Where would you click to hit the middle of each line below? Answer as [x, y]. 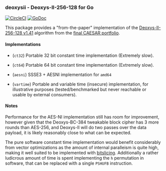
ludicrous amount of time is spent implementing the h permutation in [75, 158]
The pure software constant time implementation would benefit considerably [83, 142]
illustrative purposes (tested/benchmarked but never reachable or [79, 89]
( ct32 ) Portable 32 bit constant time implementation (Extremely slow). [83, 55]
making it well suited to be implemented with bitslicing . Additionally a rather [82, 153]
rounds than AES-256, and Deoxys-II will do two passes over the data [76, 127]
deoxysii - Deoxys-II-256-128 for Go [49, 7]
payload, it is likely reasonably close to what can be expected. [68, 132]
